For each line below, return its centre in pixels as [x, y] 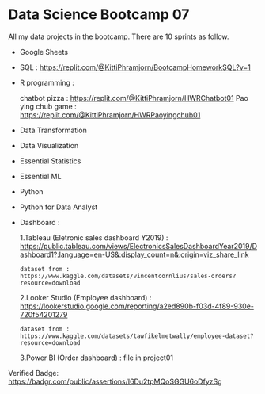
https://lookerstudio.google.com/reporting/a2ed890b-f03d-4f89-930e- [137, 306]
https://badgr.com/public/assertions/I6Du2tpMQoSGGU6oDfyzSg [115, 381]
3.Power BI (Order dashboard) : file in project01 [97, 358]
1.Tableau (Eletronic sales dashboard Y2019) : [94, 237]
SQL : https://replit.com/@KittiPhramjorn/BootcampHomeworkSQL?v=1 [135, 67]
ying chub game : [48, 106]
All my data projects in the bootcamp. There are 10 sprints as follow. [119, 36]
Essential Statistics [50, 161]
